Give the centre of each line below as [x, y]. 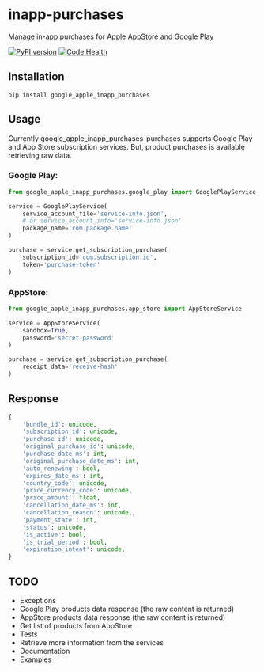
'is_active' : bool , [55, 535]
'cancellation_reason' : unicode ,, [79, 513]
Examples [36, 659]
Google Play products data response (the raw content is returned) [127, 609]
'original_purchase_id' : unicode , [79, 446]
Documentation [45, 651]
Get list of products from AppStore [76, 626]
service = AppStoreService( [55, 323]
